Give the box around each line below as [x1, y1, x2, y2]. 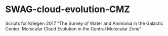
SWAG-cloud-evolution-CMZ [5, 4, 131, 15]
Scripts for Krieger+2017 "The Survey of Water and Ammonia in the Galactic [5, 20, 163, 26]
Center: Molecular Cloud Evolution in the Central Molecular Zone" [5, 25, 142, 31]
